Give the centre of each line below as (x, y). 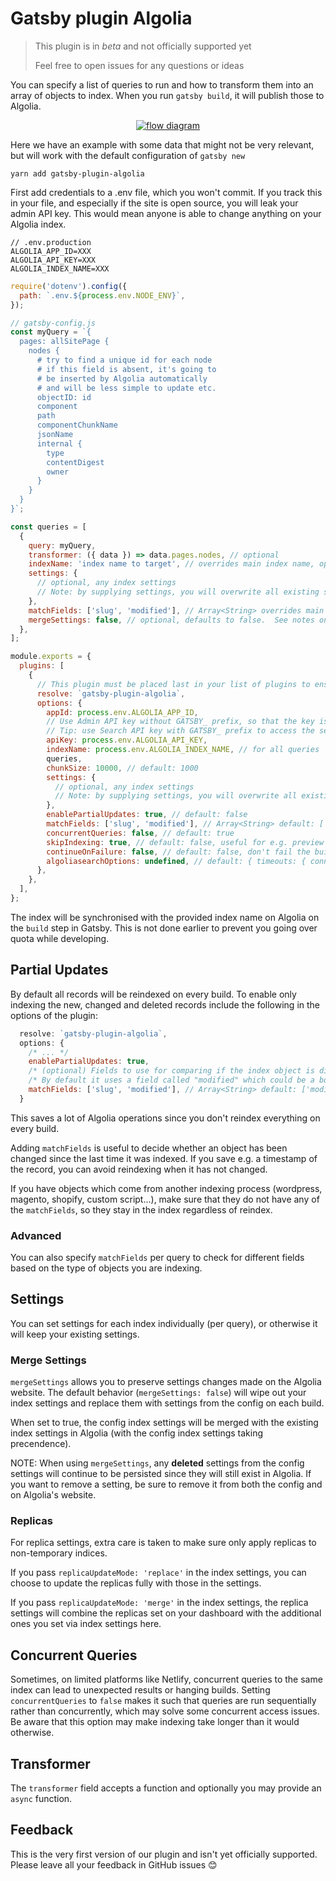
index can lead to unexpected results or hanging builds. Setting (140, 1690)
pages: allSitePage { (64, 342)
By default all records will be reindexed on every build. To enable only (153, 994)
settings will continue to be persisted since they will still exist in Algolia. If (161, 1474)
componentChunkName (77, 425)
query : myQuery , (62, 545)
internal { (59, 443)
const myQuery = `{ (51, 332)
